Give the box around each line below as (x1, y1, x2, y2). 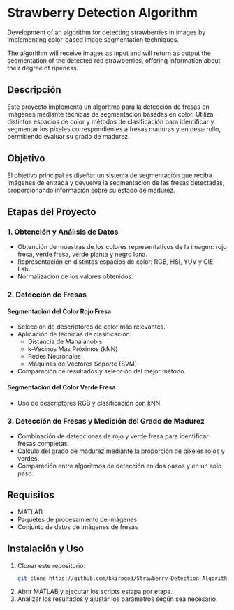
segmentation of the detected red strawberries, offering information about (7, 56, 221, 64)
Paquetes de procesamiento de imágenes (17, 515, 138, 523)
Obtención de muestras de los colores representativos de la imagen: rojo (17, 243, 227, 251)
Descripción (7, 84, 61, 96)
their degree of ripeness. (7, 64, 79, 72)
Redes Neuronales (27, 352, 82, 361)
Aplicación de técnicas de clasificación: (17, 330, 132, 339)
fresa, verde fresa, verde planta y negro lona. (17, 250, 148, 259)
